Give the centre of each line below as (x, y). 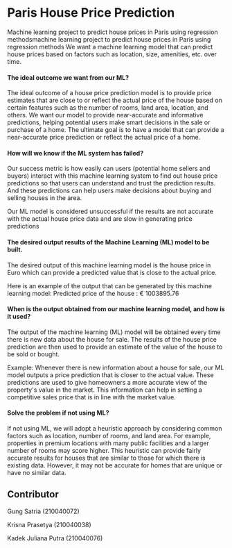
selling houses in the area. (44, 198)
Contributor (33, 495)
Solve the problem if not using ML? (58, 413)
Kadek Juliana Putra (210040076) (55, 538)
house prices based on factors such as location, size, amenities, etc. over (112, 54)
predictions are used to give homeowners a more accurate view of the (107, 382)
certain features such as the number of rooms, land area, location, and (108, 108)
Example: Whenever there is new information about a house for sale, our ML (116, 367)
